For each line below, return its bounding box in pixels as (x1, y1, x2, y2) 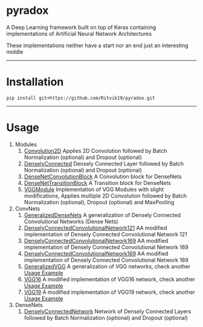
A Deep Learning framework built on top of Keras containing (6, 24, 156, 31)
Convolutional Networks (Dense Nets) (24, 218, 119, 225)
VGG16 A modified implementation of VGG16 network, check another (24, 276, 195, 283)
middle (6, 48, 24, 55)
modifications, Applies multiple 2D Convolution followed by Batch (24, 192, 187, 199)
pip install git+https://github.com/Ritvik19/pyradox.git (6, 95, 155, 101)
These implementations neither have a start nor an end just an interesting (6, 42, 188, 49)
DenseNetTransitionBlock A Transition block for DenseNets (24, 179, 171, 186)
